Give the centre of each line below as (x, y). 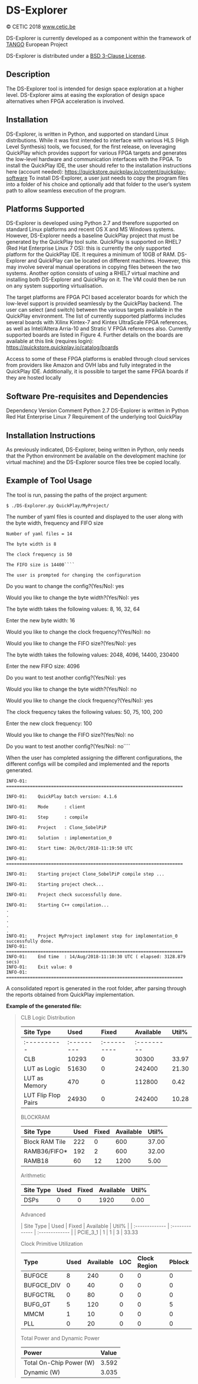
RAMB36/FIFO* (45, 1151)
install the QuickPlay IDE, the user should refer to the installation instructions (99, 165)
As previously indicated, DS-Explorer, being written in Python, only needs (95, 450)
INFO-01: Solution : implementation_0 (59, 838)
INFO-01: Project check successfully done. (64, 895)
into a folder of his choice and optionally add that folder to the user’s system (99, 184)
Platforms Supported (45, 209)
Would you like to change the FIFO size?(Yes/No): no (70, 735)
